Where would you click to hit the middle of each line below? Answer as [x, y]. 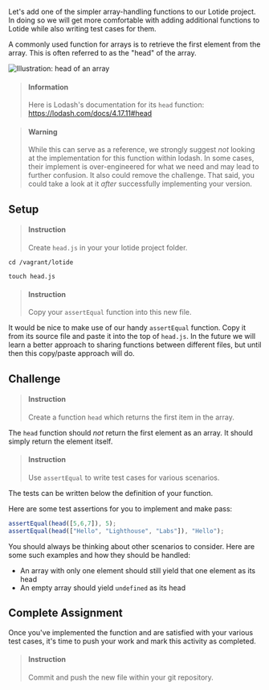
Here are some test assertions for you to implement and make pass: [120, 509]
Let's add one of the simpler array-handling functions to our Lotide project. [132, 12]
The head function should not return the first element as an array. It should [130, 432]
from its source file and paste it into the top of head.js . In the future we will [132, 337]
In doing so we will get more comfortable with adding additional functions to [134, 20]
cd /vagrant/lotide [41, 262]
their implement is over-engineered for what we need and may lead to [143, 167]
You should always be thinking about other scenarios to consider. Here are [132, 546]
